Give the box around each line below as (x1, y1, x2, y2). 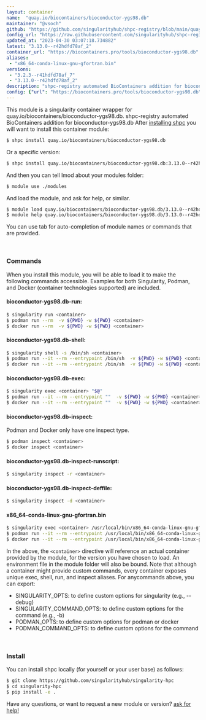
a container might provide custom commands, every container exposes (6, 566, 186, 574)
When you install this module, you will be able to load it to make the (6, 271, 177, 278)
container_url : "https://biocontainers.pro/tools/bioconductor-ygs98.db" (6, 49, 199, 55)
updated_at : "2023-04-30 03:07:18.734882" (6, 37, 116, 44)
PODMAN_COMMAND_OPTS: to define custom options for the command (15, 624, 199, 632)
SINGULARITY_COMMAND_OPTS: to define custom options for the (15, 605, 184, 612)
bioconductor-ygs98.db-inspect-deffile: (6, 484, 112, 491)
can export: (6, 580, 36, 587)
